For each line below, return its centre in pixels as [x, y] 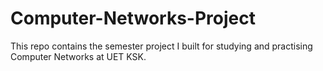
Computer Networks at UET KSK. [78, 56]
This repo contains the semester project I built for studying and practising [161, 46]
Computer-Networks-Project [133, 18]
